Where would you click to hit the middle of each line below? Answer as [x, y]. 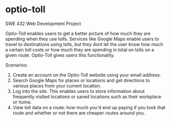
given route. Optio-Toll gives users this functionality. [60, 55]
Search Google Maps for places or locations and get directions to [81, 80]
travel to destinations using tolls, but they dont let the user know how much [84, 44]
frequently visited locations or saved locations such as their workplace [87, 96]
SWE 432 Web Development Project [43, 23]
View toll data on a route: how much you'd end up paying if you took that [89, 107]
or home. [22, 102]
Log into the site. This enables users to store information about [79, 91]
